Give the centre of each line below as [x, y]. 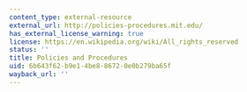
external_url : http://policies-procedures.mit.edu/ [106, 25]
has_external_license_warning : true [76, 33]
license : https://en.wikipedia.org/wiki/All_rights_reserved [124, 42]
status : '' [29, 50]
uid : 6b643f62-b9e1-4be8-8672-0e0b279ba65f [90, 67]
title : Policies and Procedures [68, 58]
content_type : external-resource [71, 17]
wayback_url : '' [39, 74]
